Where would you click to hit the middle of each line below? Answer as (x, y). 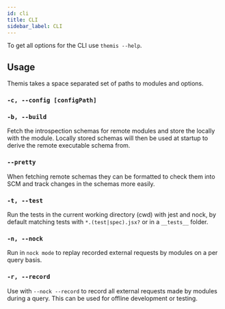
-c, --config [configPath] (52, 100)
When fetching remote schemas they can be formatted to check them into (111, 176)
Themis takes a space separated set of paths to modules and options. (105, 83)
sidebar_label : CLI (35, 26)
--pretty (22, 162)
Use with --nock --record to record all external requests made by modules (112, 291)
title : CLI (23, 20)
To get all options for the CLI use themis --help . (75, 46)
